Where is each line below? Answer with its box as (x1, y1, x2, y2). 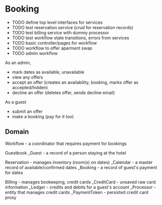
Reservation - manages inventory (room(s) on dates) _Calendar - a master (5, 159, 153, 165)
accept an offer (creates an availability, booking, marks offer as (12, 79, 139, 85)
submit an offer (12, 108, 43, 114)
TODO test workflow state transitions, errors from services (12, 35, 130, 41)
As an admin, (5, 60, 32, 65)
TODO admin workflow (12, 50, 58, 56)
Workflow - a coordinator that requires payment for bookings (5, 141, 127, 146)
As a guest (5, 99, 27, 105)
